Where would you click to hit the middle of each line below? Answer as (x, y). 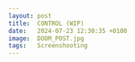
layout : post (30, 16)
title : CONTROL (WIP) (46, 23)
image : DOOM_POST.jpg (46, 38)
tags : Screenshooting (48, 46)
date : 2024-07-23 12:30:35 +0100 (68, 31)
